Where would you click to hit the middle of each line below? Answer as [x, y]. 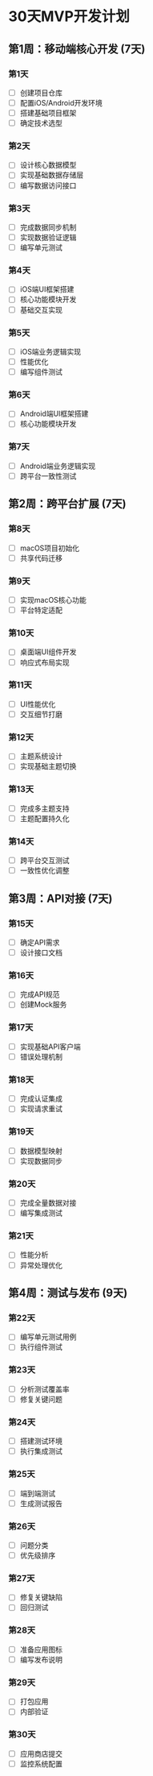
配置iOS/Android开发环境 [61, 102]
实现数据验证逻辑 [48, 237]
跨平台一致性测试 [48, 475]
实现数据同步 [41, 1160]
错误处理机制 [41, 1056]
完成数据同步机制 [48, 227]
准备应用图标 [41, 1649]
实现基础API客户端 [50, 1046]
